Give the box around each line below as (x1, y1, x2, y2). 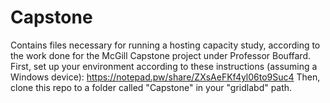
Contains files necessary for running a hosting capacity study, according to (10, 39, 321, 51)
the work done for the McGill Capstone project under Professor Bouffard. (10, 49, 311, 61)
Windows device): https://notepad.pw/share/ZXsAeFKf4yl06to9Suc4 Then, (10, 71, 321, 83)
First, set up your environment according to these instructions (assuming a (10, 60, 318, 72)
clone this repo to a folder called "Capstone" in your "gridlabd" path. (10, 81, 293, 93)
